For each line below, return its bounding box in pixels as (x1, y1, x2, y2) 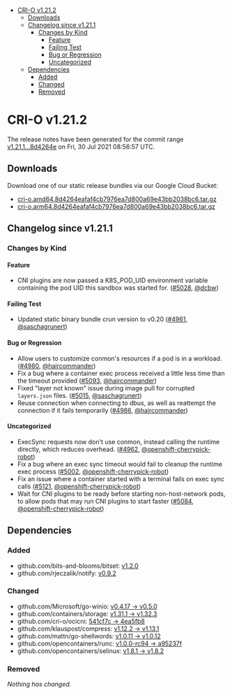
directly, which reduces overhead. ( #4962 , (17, 445, 141, 453)
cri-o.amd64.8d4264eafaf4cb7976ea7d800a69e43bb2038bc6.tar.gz (17, 195, 217, 203)
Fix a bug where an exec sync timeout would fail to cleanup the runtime (17, 460, 223, 468)
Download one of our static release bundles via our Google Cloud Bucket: (7, 181, 218, 189)
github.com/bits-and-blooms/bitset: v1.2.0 (17, 562, 139, 570)
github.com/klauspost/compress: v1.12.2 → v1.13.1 (17, 624, 160, 633)
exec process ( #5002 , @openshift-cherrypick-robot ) (17, 467, 169, 476)
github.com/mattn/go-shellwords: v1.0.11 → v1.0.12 (17, 631, 162, 640)
